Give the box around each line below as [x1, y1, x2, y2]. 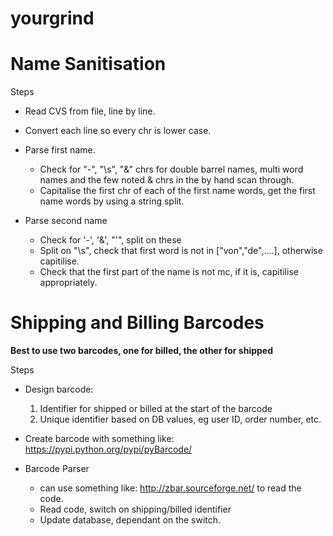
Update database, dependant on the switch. [39, 514, 222, 526]
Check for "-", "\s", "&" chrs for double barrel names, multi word [39, 163, 304, 176]
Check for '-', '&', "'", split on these [39, 234, 182, 246]
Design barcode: [24, 383, 94, 396]
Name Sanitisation [10, 53, 167, 76]
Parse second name [24, 215, 108, 227]
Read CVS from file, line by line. [24, 105, 156, 117]
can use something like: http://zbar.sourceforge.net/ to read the [39, 482, 302, 494]
